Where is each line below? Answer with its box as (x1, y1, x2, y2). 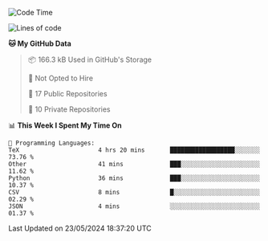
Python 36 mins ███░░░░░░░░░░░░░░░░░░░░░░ (8, 174, 261, 182)
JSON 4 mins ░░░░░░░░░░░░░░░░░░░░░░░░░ (8, 202, 261, 210)
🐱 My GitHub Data (8, 39, 72, 48)
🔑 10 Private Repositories (27, 104, 111, 114)
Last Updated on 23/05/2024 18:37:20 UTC (8, 223, 152, 233)
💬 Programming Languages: (8, 139, 95, 147)
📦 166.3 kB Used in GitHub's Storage (27, 55, 152, 64)
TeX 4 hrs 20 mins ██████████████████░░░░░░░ (8, 146, 261, 154)
